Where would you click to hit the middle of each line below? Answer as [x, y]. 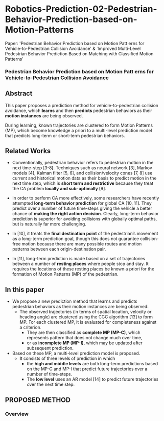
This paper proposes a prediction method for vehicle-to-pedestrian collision [82, 105]
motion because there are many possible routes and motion [82, 244]
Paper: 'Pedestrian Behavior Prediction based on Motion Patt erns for [75, 43]
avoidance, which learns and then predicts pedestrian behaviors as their [79, 111]
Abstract [19, 94]
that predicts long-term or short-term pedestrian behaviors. [65, 135]
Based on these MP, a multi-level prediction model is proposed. [76, 354]
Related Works [28, 151]
